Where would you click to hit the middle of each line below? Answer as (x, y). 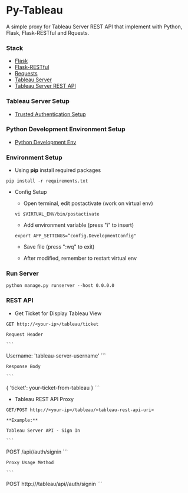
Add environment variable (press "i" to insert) (79, 225)
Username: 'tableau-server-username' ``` (56, 355)
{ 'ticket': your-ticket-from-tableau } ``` (53, 388)
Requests (26, 74)
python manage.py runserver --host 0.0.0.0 (60, 286)
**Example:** (22, 420)
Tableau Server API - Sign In (43, 431)
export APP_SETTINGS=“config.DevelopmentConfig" (75, 236)
